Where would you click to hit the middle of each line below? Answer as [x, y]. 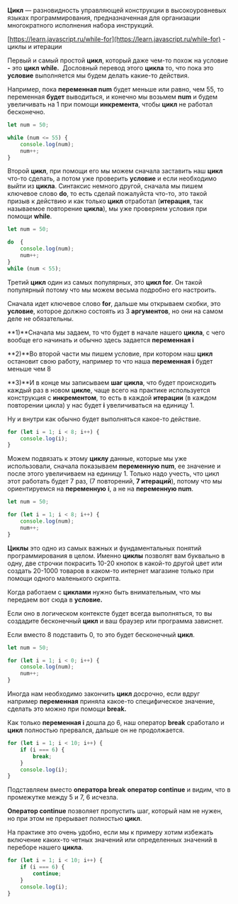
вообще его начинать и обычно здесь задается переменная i [101, 339]
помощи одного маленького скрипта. [64, 578]
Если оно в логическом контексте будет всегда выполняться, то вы [110, 613]
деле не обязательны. [41, 318]
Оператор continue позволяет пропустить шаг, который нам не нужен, [115, 811]
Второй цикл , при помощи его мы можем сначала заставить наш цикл [115, 171]
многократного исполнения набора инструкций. [81, 25]
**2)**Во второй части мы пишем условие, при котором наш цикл [110, 354]
